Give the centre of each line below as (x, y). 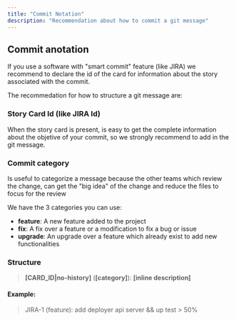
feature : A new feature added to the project (82, 221)
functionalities (39, 243)
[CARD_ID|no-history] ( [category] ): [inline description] (108, 278)
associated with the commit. (49, 82)
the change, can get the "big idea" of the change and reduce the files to (113, 186)
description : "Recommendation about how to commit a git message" (108, 21)
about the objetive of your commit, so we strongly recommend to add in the (118, 137)
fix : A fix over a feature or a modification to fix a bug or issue (107, 228)
